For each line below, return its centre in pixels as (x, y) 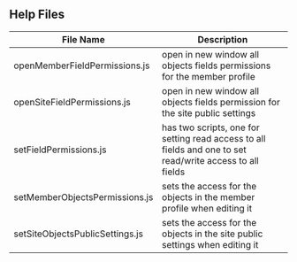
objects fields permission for (221, 102)
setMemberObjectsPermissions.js (84, 196)
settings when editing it (210, 244)
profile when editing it (207, 208)
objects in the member (209, 196)
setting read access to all (214, 138)
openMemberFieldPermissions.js (82, 65)
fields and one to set (205, 150)
